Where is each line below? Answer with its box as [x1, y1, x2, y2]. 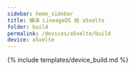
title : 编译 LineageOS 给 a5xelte [7, 17, 105, 24]
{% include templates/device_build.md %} [7, 56, 129, 64]
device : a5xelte [7, 37, 55, 44]
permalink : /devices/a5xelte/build [7, 30, 111, 37]
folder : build [7, 23, 49, 30]
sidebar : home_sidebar [7, 10, 73, 18]
